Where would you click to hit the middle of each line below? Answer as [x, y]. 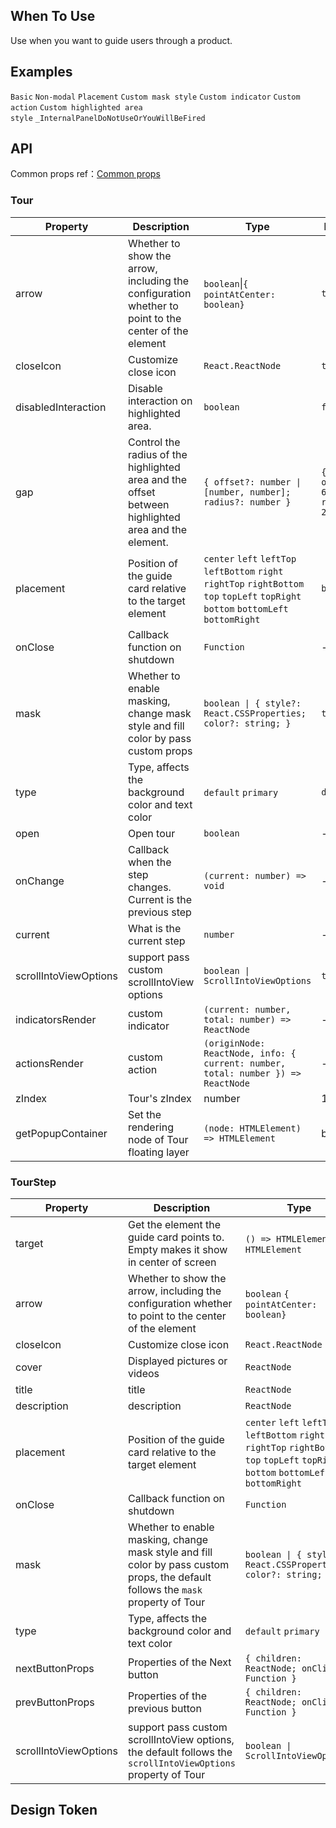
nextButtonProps [55, 1669]
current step [156, 941]
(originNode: [234, 1043]
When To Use [53, 16]
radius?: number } [247, 502]
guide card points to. [176, 1237]
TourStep [33, 1182]
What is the [154, 928]
